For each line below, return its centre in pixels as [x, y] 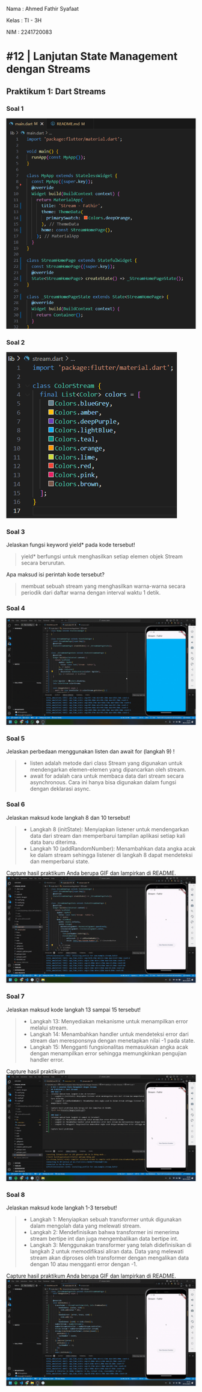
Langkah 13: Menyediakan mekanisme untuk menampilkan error [109, 1021]
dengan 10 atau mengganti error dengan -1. [84, 1264]
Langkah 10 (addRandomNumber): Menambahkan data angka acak [113, 848]
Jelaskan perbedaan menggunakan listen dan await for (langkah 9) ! [90, 752]
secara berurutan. [43, 563]
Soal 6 [16, 805]
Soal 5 [16, 738]
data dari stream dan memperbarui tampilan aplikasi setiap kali [107, 835]
